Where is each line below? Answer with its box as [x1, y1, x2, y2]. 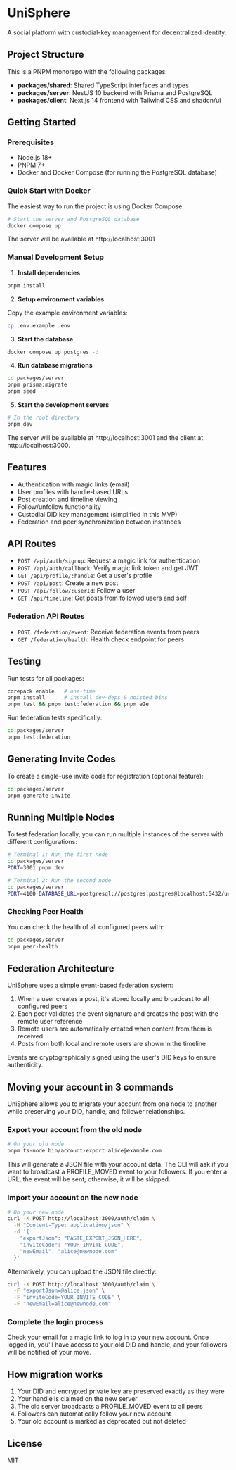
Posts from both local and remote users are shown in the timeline [17, 1040, 206, 1048]
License [7, 1438, 43, 1450]
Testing [7, 655, 41, 667]
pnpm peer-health [7, 943, 58, 950]
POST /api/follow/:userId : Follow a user [17, 586, 136, 595]
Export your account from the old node [7, 1125, 143, 1135]
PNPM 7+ [17, 161, 46, 170]
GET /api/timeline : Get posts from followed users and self [17, 593, 188, 603]
